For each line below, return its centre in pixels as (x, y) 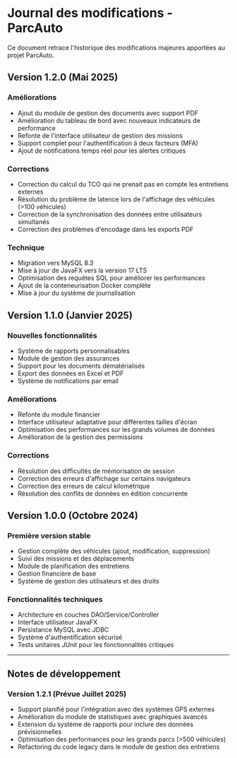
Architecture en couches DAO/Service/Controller (88, 615)
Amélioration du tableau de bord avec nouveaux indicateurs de (109, 120)
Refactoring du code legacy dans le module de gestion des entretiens (119, 747)
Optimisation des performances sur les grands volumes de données (116, 430)
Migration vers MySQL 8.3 (55, 263)
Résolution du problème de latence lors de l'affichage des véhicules (116, 199)
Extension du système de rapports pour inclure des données (105, 724)
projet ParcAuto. (31, 55)
